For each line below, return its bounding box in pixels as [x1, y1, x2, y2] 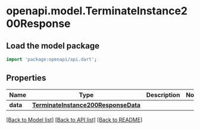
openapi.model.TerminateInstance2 [6, 4, 187, 18]
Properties [6, 73, 46, 83]
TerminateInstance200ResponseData [32, 100, 141, 109]
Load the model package [6, 41, 100, 51]
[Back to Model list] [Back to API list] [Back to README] [6, 116, 143, 123]
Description [146, 91, 180, 99]
